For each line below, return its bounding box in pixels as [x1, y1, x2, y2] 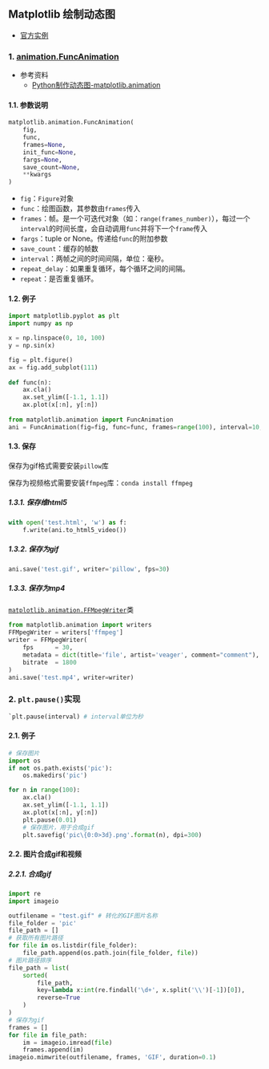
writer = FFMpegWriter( [8, 636, 88, 644]
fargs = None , [22, 156, 62, 164]
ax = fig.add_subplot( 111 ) [8, 364, 98, 372]
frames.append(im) [22, 1046, 84, 1054]
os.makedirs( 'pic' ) [22, 771, 88, 780]
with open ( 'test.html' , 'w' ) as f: [8, 518, 127, 526]
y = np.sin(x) [8, 342, 56, 350]
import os [8, 757, 42, 765]
